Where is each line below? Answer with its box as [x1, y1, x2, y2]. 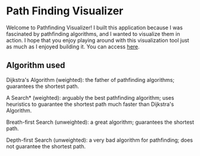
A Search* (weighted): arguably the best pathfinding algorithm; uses [6, 94, 174, 101]
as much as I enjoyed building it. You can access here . [6, 43, 140, 50]
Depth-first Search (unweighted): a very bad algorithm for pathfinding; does [6, 136, 193, 143]
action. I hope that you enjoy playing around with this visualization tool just [6, 36, 189, 44]
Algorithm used [6, 60, 66, 71]
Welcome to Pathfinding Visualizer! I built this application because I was [6, 24, 183, 31]
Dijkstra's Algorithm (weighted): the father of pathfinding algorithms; [6, 76, 175, 83]
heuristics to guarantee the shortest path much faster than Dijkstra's [6, 100, 174, 108]
